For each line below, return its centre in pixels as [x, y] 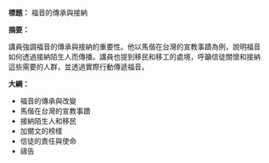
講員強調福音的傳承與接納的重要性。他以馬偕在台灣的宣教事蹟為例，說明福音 [134, 47]
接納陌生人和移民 [48, 121]
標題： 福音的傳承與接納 [48, 12]
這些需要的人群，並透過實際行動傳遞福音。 [78, 67]
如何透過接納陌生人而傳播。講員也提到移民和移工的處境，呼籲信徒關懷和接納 [134, 57]
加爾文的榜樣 [41, 131]
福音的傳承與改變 [48, 101]
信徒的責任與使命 [48, 141]
